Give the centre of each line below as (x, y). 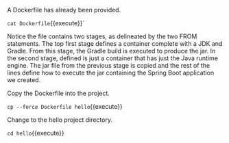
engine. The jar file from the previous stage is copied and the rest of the (109, 65)
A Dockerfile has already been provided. (64, 10)
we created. (24, 80)
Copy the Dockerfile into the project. (58, 93)
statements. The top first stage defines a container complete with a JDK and (115, 43)
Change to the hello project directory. (60, 120)
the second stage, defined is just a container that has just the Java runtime (112, 58)
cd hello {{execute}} (36, 133)
